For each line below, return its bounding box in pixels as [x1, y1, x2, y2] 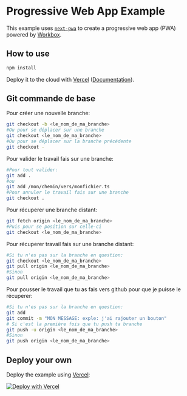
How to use [6, 49, 50, 59]
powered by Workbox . [6, 30, 62, 38]
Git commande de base [6, 93, 96, 104]
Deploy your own [6, 355, 72, 365]
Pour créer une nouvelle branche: [6, 110, 90, 117]
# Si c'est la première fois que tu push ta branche [6, 321, 143, 327]
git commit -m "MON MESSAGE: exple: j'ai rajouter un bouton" [6, 315, 167, 321]
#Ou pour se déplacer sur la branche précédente [6, 138, 132, 144]
